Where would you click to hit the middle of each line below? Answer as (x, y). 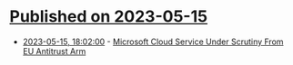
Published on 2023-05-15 (108, 17)
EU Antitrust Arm (54, 51)
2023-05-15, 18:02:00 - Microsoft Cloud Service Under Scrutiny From (153, 42)
